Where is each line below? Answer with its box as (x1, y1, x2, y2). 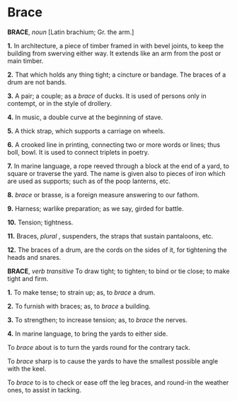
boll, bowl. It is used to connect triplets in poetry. (7, 148, 150, 156)
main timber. (7, 56, 44, 65)
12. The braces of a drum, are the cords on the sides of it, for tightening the (7, 246, 228, 254)
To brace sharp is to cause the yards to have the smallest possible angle (7, 356, 219, 366)
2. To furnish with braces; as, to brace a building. (7, 302, 151, 310)
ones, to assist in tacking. (7, 385, 81, 394)
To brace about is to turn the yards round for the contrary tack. (7, 343, 191, 351)
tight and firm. (7, 274, 49, 282)
